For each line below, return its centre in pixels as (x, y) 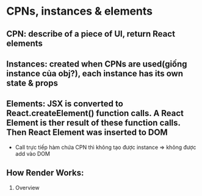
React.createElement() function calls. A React (95, 113)
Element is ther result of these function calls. (93, 123)
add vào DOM (33, 153)
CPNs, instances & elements (80, 11)
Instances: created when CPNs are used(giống (97, 64)
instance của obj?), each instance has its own (95, 74)
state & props (32, 83)
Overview (27, 187)
